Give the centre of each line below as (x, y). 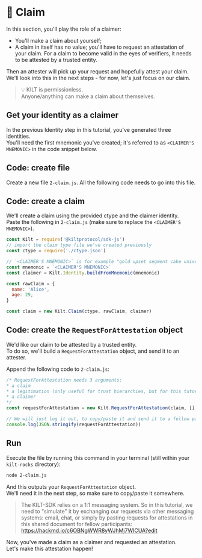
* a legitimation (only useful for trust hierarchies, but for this (94, 391)
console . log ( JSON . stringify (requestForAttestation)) (74, 424)
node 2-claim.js (26, 475)
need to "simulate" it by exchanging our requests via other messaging (107, 511)
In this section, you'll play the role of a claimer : (64, 29)
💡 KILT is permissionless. (52, 89)
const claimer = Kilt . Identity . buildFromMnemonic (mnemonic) (83, 273)
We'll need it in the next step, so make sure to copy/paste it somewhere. (95, 493)
